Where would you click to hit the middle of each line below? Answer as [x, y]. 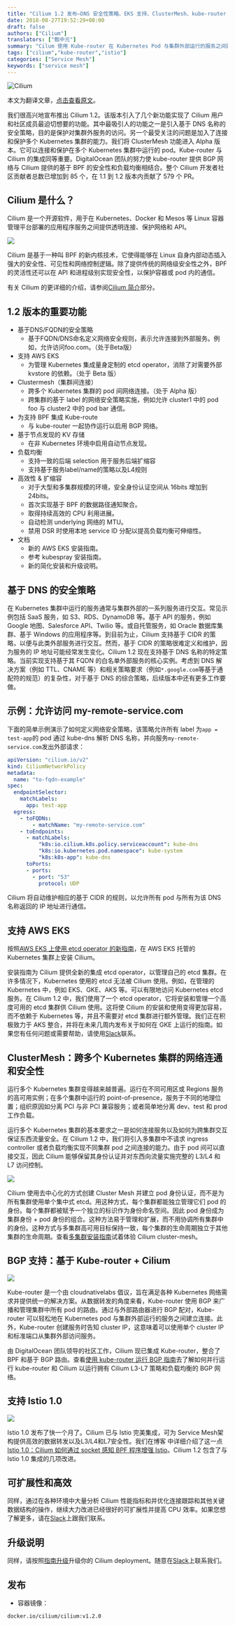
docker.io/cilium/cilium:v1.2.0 [54, 1616]
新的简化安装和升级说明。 [65, 566]
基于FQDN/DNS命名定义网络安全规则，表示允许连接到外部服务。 [121, 338]
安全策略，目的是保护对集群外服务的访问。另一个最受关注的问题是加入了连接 [117, 132]
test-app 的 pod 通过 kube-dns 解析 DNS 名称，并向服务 [88, 738]
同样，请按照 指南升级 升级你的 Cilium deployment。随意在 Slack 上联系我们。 [116, 1561]
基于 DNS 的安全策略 [51, 590]
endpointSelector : [41, 792]
